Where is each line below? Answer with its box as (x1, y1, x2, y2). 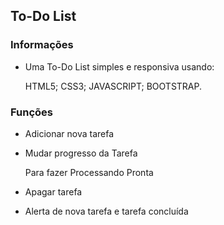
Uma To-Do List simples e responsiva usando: (24, 60, 215, 73)
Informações (10, 38, 74, 52)
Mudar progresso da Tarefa (24, 147, 138, 159)
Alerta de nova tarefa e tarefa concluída (24, 205, 189, 217)
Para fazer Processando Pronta (24, 166, 154, 178)
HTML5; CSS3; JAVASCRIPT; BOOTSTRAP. (24, 80, 203, 92)
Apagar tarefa (24, 185, 83, 198)
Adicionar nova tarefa (24, 127, 115, 139)
